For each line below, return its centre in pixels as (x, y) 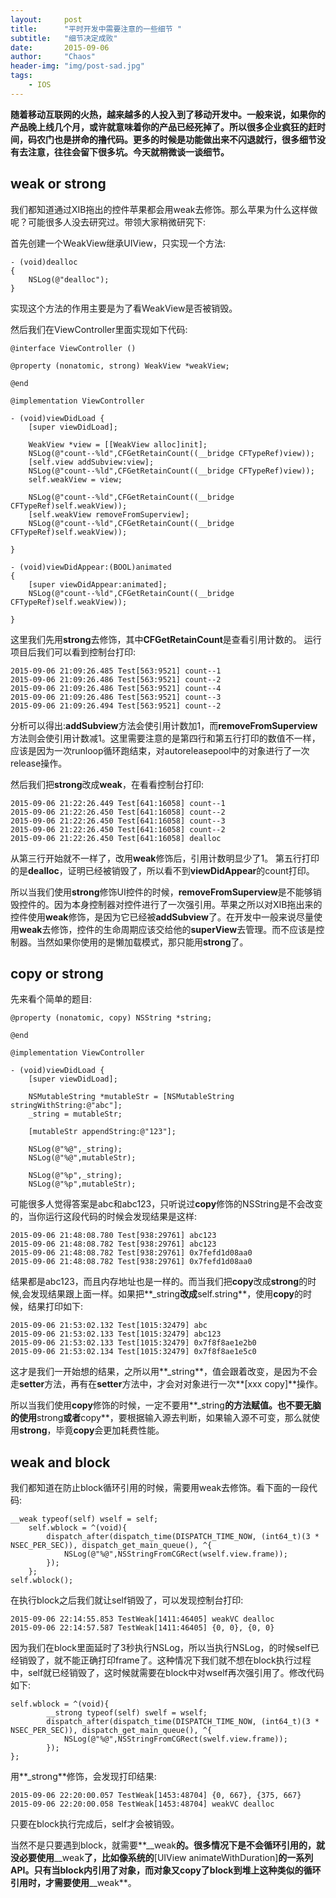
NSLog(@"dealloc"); (69, 279)
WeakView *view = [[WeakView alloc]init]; (118, 444)
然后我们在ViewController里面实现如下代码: (99, 329)
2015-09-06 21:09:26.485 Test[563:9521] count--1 (116, 671)
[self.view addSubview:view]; (91, 462)
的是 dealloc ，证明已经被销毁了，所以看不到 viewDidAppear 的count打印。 (162, 870)
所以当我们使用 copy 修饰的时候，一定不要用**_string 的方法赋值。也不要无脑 (166, 1405)
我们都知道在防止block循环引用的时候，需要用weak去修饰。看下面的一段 (160, 1488)
